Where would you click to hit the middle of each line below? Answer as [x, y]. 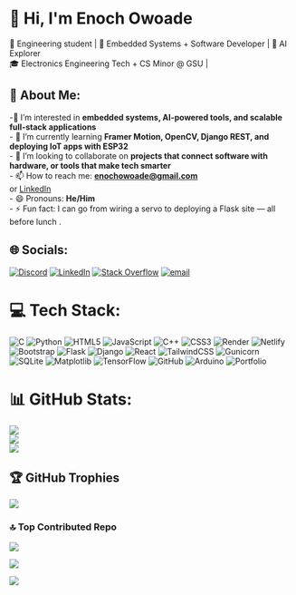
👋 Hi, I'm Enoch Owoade [101, 19]
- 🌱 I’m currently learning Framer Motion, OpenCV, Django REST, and [139, 136]
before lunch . [35, 221]
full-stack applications [53, 127]
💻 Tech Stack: [65, 310]
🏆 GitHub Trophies [65, 478]
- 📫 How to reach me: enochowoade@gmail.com [104, 175]
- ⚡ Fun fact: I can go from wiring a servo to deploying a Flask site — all [143, 209]
